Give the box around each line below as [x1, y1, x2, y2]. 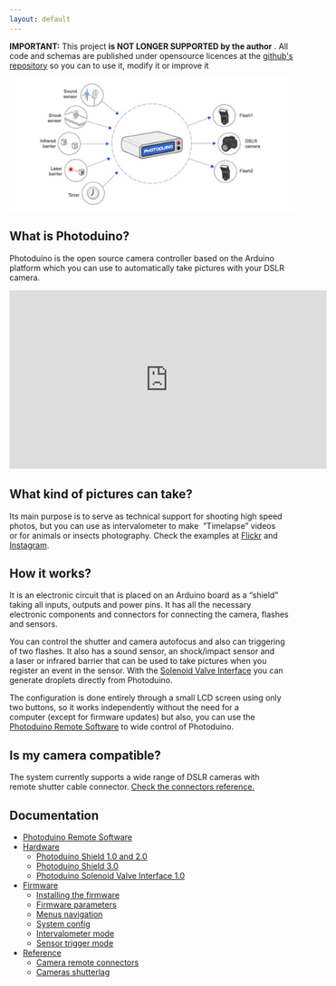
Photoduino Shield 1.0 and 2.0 [35, 851, 148, 862]
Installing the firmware [35, 890, 120, 901]
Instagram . [9, 540, 50, 551]
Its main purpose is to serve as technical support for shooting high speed [9, 511, 283, 522]
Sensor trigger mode [35, 938, 114, 949]
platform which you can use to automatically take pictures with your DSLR [9, 262, 285, 273]
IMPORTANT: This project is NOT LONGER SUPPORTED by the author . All [9, 41, 288, 52]
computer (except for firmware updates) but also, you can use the [9, 712, 255, 723]
